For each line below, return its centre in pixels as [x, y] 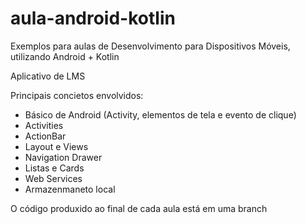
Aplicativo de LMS [48, 76]
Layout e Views [56, 146]
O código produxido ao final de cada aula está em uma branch [139, 208]
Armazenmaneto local [70, 189]
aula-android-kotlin [93, 18]
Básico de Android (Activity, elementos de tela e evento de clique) [160, 114]
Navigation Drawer [63, 157]
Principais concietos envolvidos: [77, 95]
